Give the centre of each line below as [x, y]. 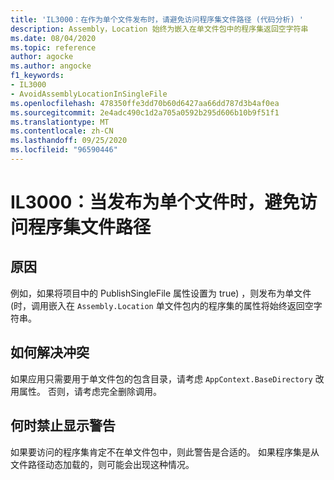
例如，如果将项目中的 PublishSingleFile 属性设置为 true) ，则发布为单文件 [161, 293]
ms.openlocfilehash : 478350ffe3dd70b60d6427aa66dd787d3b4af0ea [145, 103]
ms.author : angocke [51, 66]
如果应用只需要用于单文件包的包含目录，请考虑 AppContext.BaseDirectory [161, 378]
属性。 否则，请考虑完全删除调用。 [90, 391]
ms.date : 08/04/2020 [53, 38]
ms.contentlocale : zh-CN [62, 131]
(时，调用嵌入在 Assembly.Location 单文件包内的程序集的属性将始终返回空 [162, 305]
